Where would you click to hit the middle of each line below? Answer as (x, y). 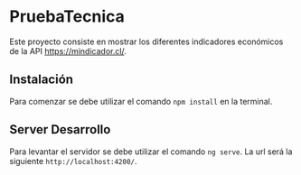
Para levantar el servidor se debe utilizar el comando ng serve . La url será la (151, 152)
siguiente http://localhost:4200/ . (73, 161)
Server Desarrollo (60, 129)
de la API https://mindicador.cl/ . (68, 51)
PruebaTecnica (67, 17)
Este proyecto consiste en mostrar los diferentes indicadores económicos (146, 41)
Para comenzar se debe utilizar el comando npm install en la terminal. (141, 101)
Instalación (42, 80)
